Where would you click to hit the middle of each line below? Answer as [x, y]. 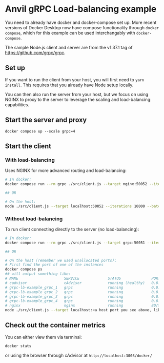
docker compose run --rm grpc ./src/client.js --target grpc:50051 [75, 243]
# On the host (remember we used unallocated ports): [61, 260]
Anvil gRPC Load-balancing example [81, 9]
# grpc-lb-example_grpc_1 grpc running [64, 287]
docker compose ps [24, 269]
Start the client [28, 146]
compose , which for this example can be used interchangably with [70, 33]
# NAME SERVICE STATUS [63, 279]
